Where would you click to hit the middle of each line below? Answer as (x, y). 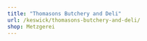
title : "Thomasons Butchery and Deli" (64, 14)
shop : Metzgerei (31, 26)
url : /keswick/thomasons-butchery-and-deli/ (74, 20)
